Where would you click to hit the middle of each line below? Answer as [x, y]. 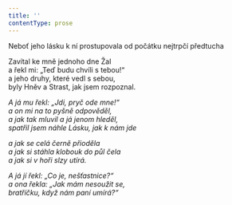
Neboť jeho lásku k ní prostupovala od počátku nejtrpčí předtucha [116, 45]
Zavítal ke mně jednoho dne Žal [60, 61]
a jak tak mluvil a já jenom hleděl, [63, 119]
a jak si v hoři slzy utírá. [47, 160]
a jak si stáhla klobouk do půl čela [65, 152]
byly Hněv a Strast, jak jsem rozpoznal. [72, 87]
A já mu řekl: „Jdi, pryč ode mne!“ [64, 102]
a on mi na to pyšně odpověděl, [60, 110]
